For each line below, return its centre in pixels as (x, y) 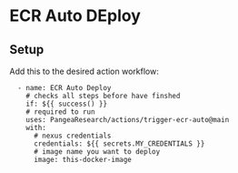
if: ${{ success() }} (66, 104)
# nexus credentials (72, 136)
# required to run (60, 112)
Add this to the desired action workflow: (84, 71)
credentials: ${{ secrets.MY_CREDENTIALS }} (119, 144)
